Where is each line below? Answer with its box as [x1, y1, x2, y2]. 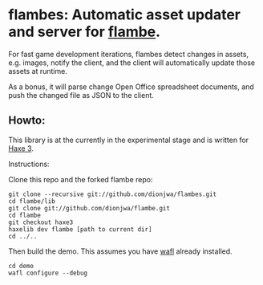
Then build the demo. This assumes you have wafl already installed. [8, 246, 233, 256]
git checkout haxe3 [8, 218, 74, 226]
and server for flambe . [8, 22, 161, 41]
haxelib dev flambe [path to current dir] [8, 225, 152, 234]
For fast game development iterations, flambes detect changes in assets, [8, 49, 249, 59]
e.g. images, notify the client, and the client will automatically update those [8, 58, 255, 67]
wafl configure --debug [8, 269, 88, 277]
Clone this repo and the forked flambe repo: [8, 174, 153, 184]
